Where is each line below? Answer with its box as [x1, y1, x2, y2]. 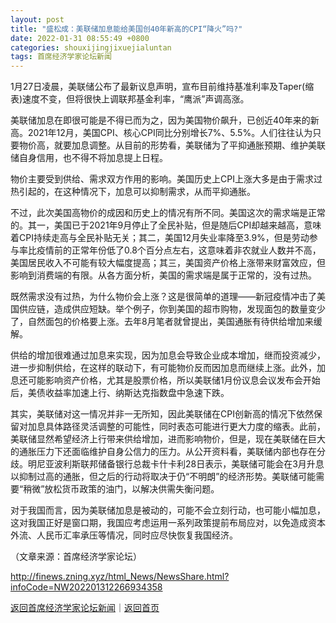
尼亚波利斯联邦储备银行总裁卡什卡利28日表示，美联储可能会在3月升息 [36, 458, 325, 470]
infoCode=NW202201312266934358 [10, 581, 163, 593]
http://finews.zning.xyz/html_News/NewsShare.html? [10, 571, 230, 583]
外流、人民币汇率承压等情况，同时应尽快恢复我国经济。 [10, 529, 238, 541]
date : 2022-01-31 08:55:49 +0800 [10, 33, 150, 43]
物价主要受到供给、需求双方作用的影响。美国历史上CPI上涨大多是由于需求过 [10, 173, 323, 185]
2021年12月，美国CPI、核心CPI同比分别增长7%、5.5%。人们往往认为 [27, 127, 313, 139]
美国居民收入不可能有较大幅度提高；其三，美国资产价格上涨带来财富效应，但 [10, 257, 326, 269]
